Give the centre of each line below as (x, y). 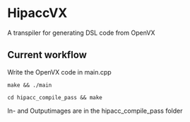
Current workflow (47, 55)
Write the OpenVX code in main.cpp (59, 72)
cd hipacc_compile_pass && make (55, 97)
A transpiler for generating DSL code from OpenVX (81, 33)
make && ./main (30, 85)
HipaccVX (37, 13)
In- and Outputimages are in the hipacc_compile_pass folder (95, 111)
